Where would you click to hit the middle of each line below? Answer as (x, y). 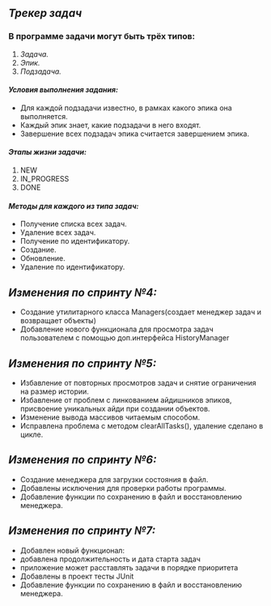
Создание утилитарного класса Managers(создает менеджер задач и (140, 312)
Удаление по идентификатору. (72, 267)
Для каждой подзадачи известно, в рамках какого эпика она (126, 108)
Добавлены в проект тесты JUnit (77, 576)
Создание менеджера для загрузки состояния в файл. (114, 479)
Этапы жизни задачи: (48, 152)
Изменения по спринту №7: (82, 531)
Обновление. (43, 258)
